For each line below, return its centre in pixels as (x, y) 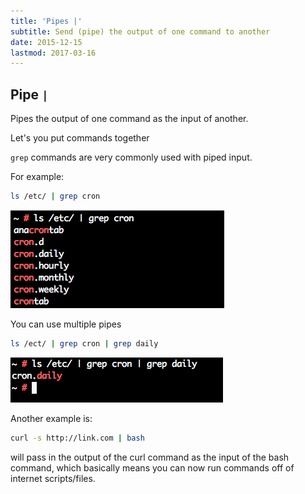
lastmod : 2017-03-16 (53, 53)
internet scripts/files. (53, 478)
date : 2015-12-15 (46, 42)
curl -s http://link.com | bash (77, 438)
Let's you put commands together (80, 138)
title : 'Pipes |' (46, 21)
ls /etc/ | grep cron (55, 196)
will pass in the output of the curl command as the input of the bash (150, 457)
